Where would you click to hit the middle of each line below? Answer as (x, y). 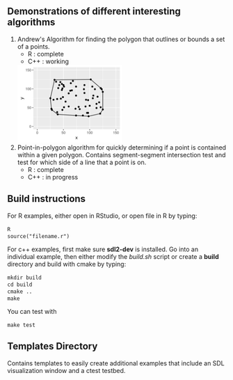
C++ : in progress (53, 177)
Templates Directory (53, 346)
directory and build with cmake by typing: (67, 264)
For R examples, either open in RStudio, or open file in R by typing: (102, 216)
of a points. (33, 46)
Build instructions (46, 199)
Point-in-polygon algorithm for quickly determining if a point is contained (122, 148)
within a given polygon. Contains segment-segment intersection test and (121, 155)
